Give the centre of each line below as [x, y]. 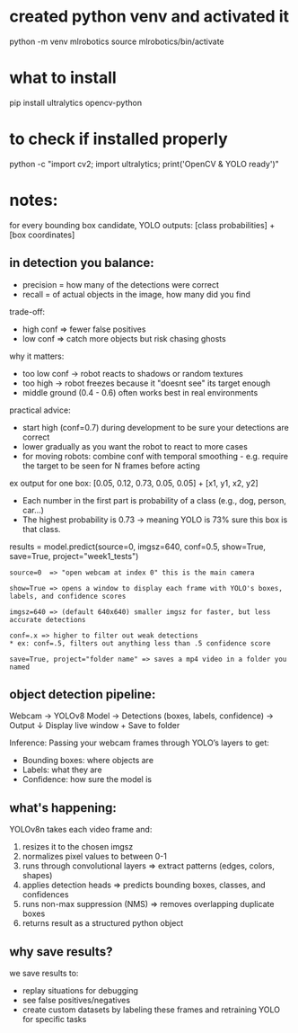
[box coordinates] [42, 235]
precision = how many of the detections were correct [121, 284]
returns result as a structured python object [103, 923]
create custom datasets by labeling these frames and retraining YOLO [151, 1010]
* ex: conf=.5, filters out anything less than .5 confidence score [140, 643]
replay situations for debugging [80, 990]
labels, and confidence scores [68, 596]
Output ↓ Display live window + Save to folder [95, 726]
